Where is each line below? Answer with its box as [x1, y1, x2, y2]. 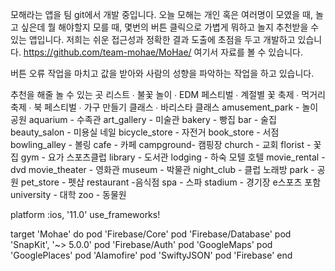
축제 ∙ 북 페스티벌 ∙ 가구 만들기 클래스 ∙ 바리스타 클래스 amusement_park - [10, 101, 300, 113]
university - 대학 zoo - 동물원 [10, 189, 127, 200]
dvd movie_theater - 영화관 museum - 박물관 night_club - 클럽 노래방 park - [10, 164, 315, 175]
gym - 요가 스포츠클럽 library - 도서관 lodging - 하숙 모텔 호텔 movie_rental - [20, 151, 326, 163]
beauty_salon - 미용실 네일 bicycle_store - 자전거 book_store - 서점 [10, 126, 280, 138]
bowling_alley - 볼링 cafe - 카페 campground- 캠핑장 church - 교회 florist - [10, 139, 312, 150]
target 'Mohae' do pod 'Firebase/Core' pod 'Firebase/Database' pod [10, 228, 292, 240]
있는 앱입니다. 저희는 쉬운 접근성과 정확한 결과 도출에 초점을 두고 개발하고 [10, 34, 296, 45]
